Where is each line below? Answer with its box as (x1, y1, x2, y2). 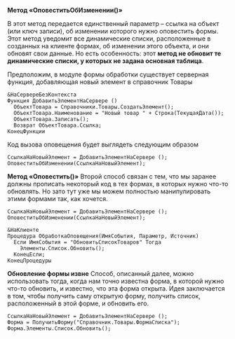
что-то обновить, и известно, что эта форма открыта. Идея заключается (7, 284, 225, 293)
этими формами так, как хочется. (7, 195, 109, 202)
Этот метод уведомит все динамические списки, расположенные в (7, 34, 211, 43)
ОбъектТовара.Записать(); (13, 116, 90, 123)
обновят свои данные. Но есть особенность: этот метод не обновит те (7, 49, 222, 57)
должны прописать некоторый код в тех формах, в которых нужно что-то (7, 180, 229, 188)
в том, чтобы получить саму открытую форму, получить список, (7, 292, 201, 300)
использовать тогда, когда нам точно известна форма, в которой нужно (7, 277, 224, 285)
